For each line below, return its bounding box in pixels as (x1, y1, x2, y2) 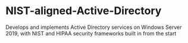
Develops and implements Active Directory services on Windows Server (5, 24, 182, 31)
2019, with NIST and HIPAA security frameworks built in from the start (5, 29, 177, 37)
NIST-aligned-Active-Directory (5, 4, 162, 18)
